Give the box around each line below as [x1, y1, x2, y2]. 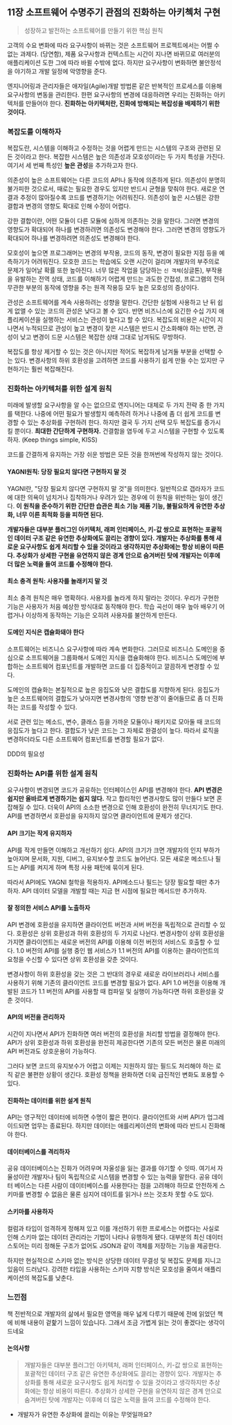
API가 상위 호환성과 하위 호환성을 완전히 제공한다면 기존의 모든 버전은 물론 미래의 [7, 1038, 226, 1046]
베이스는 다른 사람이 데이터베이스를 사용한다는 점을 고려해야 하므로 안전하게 [14, 1182, 218, 1190]
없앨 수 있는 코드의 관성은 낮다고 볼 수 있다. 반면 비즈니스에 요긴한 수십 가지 [14, 307, 217, 316]
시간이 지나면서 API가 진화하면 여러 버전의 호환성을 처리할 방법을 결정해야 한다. [7, 1029, 220, 1038]
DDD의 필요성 [7, 750, 45, 758]
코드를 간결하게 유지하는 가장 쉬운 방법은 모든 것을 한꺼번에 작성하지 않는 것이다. [7, 450, 224, 459]
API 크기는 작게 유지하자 [7, 829, 73, 837]
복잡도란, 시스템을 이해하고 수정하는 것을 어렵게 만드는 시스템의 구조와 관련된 [7, 144, 215, 153]
